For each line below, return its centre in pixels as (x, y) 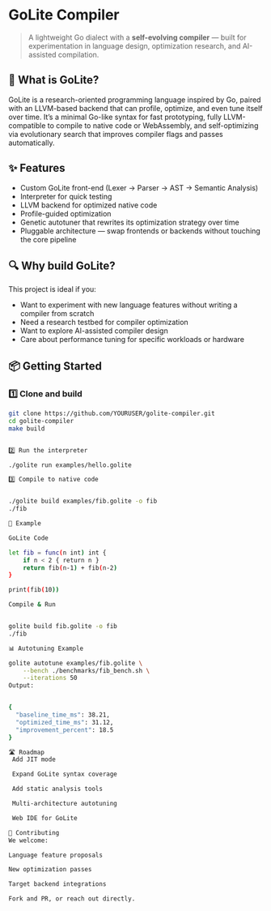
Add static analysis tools (57, 789)
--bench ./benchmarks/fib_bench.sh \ (87, 670)
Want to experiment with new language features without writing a (129, 305)
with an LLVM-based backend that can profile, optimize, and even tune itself (135, 108)
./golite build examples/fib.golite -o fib (83, 501)
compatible (27, 125)
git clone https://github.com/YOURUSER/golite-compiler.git (112, 414)
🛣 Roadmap (26, 752)
